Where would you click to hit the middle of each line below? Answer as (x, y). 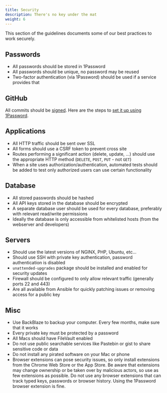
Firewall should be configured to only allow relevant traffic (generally (83, 279)
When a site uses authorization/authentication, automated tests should (85, 164)
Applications (25, 131)
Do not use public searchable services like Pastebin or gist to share (82, 344)
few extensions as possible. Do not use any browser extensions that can (86, 375)
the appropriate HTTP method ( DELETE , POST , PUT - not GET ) (72, 159)
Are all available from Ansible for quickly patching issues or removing (83, 289)
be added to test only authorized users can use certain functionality (82, 170)
